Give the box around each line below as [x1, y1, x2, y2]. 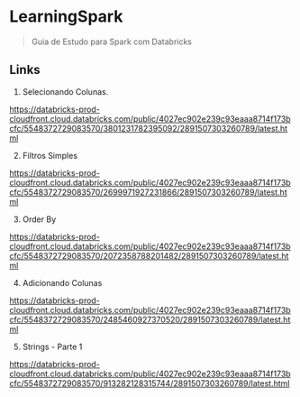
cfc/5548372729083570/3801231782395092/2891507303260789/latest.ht [9, 123, 288, 134]
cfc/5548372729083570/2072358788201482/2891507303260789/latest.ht [9, 250, 289, 261]
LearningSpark [9, 6, 123, 27]
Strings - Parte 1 [22, 341, 83, 352]
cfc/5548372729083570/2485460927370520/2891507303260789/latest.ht [9, 314, 291, 325]
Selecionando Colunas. [22, 86, 109, 97]
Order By [22, 214, 57, 225]
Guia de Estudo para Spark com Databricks [31, 36, 192, 47]
